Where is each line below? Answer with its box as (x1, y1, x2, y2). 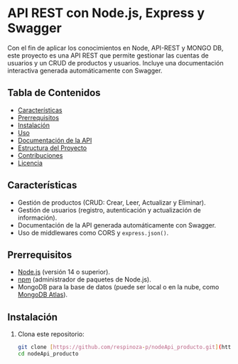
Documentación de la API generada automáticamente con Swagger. (17, 220, 217, 229)
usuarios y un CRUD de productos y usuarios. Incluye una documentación (7, 58, 224, 67)
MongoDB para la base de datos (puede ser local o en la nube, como (17, 283, 220, 291)
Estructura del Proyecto (17, 144, 87, 152)
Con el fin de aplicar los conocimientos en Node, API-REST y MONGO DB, (7, 43, 224, 52)
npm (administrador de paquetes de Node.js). (17, 275, 151, 284)
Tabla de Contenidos (7, 87, 101, 99)
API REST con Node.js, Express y (7, 5, 205, 21)
